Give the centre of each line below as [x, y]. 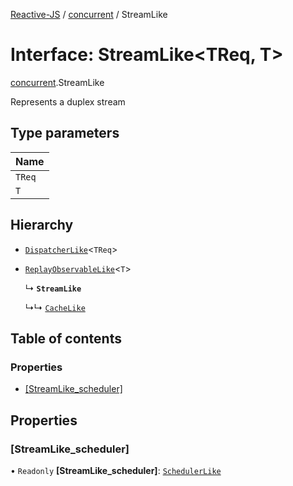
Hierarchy [42, 225]
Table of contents [66, 338]
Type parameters [65, 133]
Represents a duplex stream [68, 101]
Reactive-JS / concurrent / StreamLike [89, 14]
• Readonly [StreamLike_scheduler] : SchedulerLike [116, 470]
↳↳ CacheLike [55, 307]
